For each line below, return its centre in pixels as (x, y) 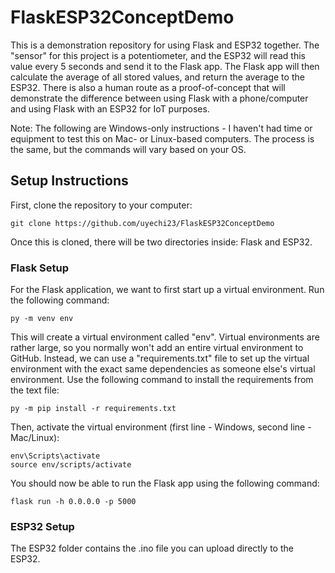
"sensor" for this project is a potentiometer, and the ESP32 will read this (158, 55)
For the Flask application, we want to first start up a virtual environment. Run (167, 290)
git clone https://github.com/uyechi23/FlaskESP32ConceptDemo (142, 223)
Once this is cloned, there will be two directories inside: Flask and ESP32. (161, 242)
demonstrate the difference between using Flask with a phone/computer (159, 98)
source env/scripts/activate (71, 465)
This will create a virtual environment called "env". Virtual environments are (165, 337)
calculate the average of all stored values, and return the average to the (157, 77)
